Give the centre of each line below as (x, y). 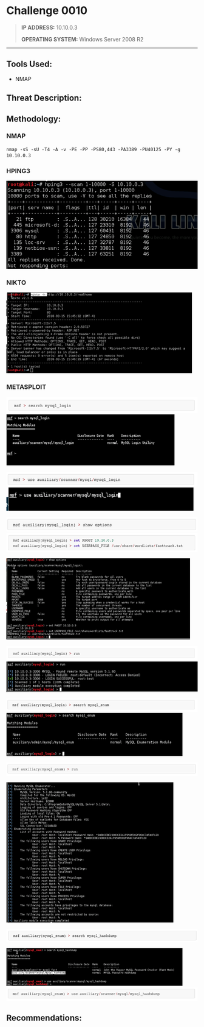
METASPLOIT (26, 386)
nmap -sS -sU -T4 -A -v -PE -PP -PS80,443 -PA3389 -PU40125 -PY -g (93, 149)
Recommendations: (44, 1018)
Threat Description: (44, 98)
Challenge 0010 (47, 11)
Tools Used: (29, 64)
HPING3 (18, 171)
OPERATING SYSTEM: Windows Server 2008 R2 (82, 39)
